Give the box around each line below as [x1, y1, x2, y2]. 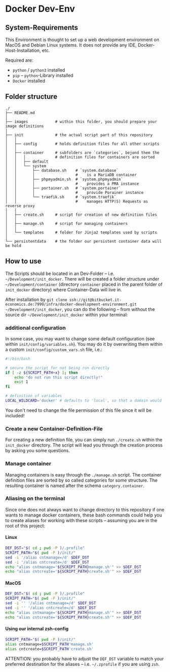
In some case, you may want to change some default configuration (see [5, 335, 155, 342]
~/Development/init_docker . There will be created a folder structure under [5, 275, 159, 282]
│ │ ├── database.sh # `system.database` [5, 168, 119, 173]
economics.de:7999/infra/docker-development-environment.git [5, 302, 137, 307]
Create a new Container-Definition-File [5, 425, 103, 432]
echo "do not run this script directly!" [14, 375, 103, 380]
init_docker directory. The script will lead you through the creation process [5, 442, 163, 448]
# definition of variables [5, 393, 62, 399]
